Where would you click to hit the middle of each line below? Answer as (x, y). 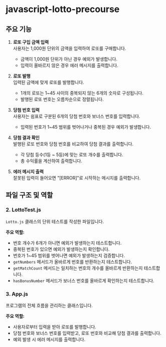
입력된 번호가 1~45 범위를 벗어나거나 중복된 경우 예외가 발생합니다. (86, 127)
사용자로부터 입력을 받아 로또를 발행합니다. (55, 327)
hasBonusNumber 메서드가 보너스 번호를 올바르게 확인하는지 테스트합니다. (84, 281)
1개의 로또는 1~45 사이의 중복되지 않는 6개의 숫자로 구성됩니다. (82, 93)
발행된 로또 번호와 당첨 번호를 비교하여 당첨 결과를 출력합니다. (73, 144)
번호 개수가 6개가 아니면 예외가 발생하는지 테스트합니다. (67, 243)
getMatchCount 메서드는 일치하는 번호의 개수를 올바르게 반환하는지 (78, 268)
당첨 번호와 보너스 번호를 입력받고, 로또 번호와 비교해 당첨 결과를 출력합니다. (87, 333)
